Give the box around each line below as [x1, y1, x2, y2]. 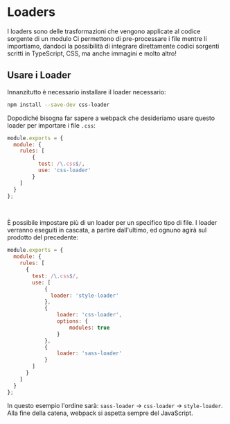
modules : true [69, 324, 110, 331]
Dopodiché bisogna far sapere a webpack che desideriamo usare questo [7, 114, 215, 122]
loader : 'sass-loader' [56, 350, 123, 357]
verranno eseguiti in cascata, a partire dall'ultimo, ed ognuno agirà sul [7, 226, 207, 235]
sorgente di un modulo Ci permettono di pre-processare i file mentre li [7, 34, 207, 42]
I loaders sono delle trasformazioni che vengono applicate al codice [7, 27, 201, 35]
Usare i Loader [7, 69, 71, 81]
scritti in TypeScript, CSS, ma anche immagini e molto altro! [7, 49, 177, 58]
